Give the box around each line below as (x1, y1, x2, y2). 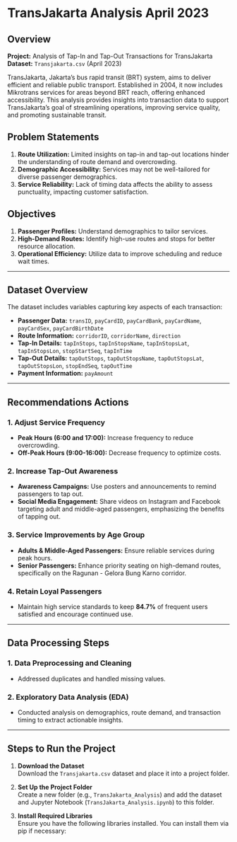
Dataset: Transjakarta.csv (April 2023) (7, 59, 122, 68)
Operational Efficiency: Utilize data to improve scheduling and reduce (17, 249, 222, 258)
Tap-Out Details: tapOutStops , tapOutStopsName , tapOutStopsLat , (17, 354, 205, 362)
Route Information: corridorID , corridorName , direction (17, 331, 181, 340)
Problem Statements (7, 131, 99, 143)
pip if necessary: (17, 826, 67, 835)
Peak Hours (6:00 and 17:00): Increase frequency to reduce (17, 434, 194, 442)
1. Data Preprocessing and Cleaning (7, 658, 132, 668)
